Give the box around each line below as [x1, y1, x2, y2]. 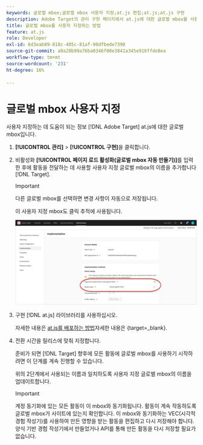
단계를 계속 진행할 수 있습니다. [33, 357, 104, 365]
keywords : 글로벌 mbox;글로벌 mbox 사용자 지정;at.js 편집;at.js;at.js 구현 [6, 10, 185, 16]
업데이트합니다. [14, 377, 51, 385]
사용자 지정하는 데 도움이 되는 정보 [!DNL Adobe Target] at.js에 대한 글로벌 [6, 123, 184, 130]
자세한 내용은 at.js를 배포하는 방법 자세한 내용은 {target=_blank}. [14, 324, 168, 331]
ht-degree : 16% [6, 67, 45, 73]
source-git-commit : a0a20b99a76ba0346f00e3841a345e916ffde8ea [6, 48, 166, 54]
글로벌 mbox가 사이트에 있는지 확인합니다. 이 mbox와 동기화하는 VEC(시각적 [14, 409, 196, 417]
